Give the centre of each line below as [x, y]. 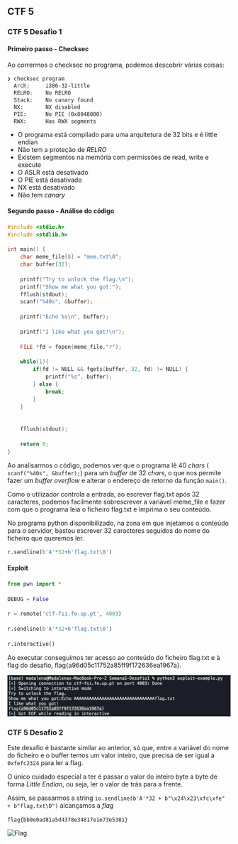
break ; [55, 391]
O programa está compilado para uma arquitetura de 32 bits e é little [117, 134]
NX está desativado [46, 187]
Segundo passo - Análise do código [61, 211]
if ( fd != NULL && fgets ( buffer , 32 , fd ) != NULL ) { [111, 369]
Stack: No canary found [53, 100]
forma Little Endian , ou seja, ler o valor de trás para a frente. [95, 784]
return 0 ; [35, 444]
